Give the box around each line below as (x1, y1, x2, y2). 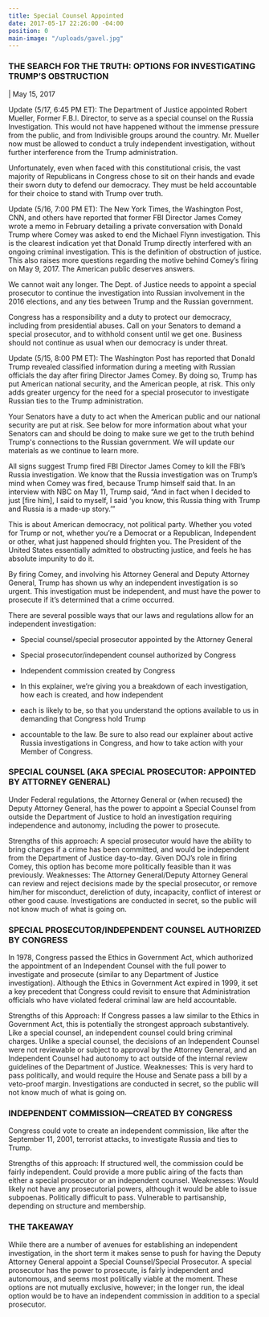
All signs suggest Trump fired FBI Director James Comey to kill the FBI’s (8, 461, 246, 471)
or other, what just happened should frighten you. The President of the (8, 536, 242, 546)
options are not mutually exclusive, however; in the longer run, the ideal (8, 1282, 245, 1292)
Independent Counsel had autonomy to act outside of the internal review (8, 1053, 248, 1063)
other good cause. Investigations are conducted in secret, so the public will (8, 895, 257, 905)
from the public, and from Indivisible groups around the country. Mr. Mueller (8, 130, 259, 140)
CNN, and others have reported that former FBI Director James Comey (8, 212, 242, 222)
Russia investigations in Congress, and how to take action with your (19, 738, 243, 747)
